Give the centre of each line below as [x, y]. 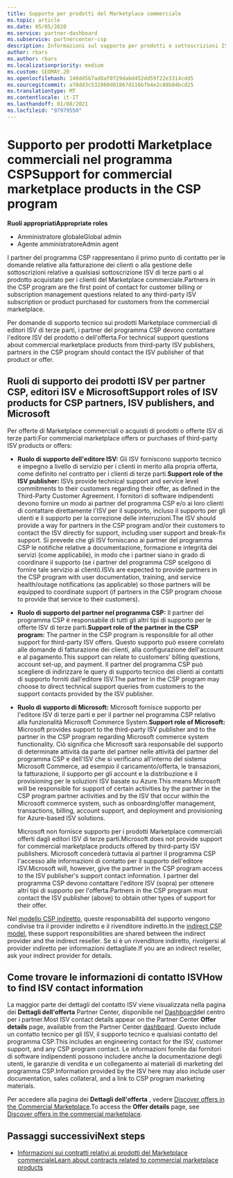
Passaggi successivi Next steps [76, 1136]
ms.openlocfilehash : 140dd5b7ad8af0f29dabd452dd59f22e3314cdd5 [101, 78]
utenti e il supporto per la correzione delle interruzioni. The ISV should [116, 517]
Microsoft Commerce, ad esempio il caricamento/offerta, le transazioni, [119, 766]
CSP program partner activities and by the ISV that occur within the [113, 795]
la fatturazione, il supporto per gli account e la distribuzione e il [107, 773]
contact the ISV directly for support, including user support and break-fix [121, 533]
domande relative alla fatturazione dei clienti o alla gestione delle [100, 265]
